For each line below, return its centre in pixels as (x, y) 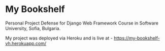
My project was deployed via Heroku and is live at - (59, 38)
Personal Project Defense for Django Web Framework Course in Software (82, 23)
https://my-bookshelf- (137, 38)
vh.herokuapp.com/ (26, 43)
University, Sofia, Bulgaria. (33, 28)
